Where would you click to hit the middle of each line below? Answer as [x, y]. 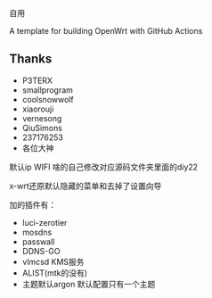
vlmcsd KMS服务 [53, 261]
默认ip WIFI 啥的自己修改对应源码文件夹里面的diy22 [104, 167]
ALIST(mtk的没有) [54, 273]
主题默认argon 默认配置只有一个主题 [89, 284]
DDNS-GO [41, 251]
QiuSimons [42, 128]
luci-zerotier [45, 222]
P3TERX [37, 80]
